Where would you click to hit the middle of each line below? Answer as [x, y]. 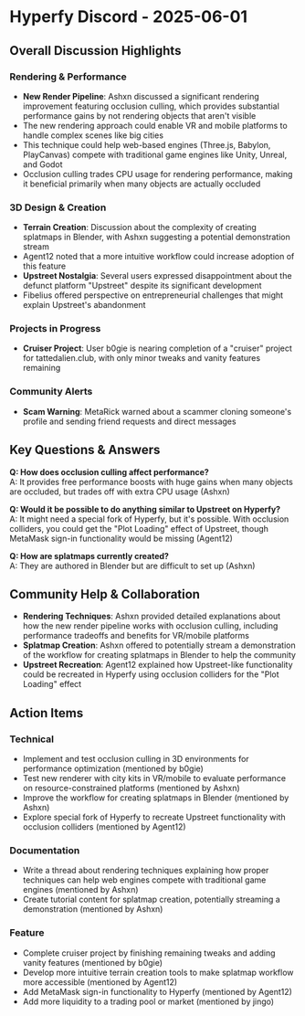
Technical [32, 739]
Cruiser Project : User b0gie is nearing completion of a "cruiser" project [157, 348]
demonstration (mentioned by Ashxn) [93, 909]
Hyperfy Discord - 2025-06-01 [129, 17]
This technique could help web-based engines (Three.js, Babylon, [147, 144]
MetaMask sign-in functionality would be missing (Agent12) [121, 538]
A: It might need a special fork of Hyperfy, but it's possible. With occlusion [149, 519]
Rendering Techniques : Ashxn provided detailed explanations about [152, 616]
